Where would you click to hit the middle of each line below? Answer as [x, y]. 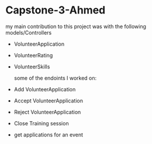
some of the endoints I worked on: [55, 78]
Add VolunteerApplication [45, 89]
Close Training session [41, 123]
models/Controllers [29, 32]
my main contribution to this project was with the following [76, 26]
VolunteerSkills [32, 66]
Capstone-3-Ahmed [56, 10]
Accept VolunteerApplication [48, 101]
